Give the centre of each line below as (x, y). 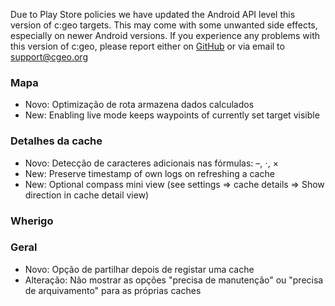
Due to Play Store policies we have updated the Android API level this (153, 14)
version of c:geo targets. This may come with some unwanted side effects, (164, 25)
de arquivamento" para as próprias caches (113, 290)
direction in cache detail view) (87, 195)
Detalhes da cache (56, 141)
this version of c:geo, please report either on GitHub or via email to (147, 46)
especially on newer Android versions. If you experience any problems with (165, 35)
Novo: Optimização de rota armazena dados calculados (139, 105)
